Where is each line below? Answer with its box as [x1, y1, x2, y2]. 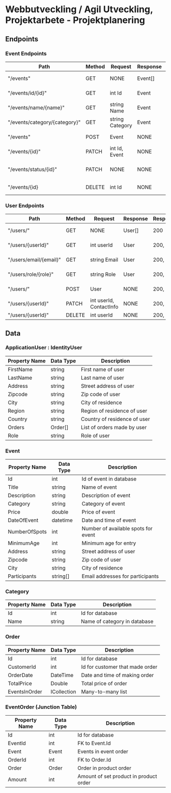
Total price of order [81, 679, 127, 687]
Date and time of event [81, 517, 136, 524]
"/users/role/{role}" [8, 271, 54, 278]
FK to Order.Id [77, 756, 111, 763]
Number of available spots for [81, 525, 153, 532]
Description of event [81, 492, 131, 499]
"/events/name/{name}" [8, 104, 65, 111]
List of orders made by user [80, 423, 147, 431]
